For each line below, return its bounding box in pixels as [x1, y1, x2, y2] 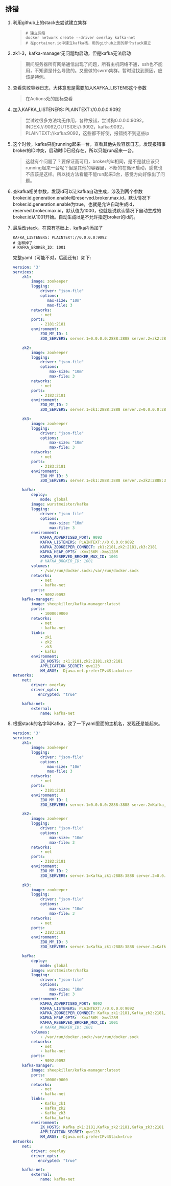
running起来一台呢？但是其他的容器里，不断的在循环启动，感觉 [25, 164, 158, 170]
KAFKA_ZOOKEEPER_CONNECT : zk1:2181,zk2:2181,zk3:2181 [40, 544, 157, 550]
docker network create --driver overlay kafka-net [25, 35, 136, 40]
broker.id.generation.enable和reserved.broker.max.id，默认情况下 [12, 194, 151, 201]
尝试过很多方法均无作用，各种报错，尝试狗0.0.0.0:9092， [25, 117, 146, 123]
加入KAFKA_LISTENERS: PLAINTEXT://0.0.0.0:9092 [12, 106, 121, 113]
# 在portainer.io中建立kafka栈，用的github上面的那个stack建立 [25, 40, 152, 46]
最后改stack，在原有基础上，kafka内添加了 [12, 225, 103, 231]
